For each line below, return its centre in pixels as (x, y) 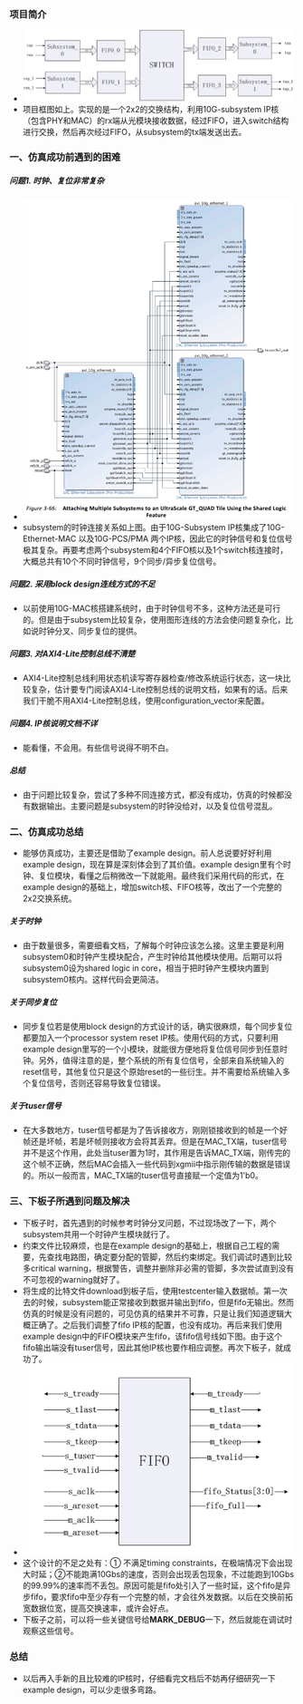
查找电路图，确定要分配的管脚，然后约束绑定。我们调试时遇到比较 (169, 1256)
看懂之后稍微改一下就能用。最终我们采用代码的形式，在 (181, 876)
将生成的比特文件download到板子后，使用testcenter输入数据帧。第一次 (155, 1291)
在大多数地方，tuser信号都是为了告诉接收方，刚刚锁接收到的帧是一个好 (155, 1130)
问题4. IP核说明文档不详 (53, 723)
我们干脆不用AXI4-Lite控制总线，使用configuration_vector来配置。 (146, 701)
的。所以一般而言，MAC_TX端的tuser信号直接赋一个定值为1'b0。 (143, 1176)
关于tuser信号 (35, 1105)
